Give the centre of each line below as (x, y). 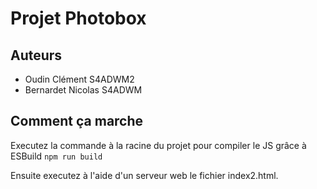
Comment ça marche (77, 121)
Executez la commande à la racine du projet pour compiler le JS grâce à (158, 145)
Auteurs (36, 55)
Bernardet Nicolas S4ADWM (83, 90)
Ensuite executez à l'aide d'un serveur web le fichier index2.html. (144, 175)
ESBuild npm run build (56, 156)
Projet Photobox (78, 18)
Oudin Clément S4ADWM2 (79, 79)
